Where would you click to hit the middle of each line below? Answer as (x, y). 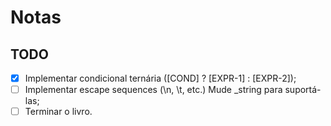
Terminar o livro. (58, 112)
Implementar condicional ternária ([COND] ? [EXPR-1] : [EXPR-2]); (160, 78)
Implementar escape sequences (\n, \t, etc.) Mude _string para (153, 90)
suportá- (303, 90)
